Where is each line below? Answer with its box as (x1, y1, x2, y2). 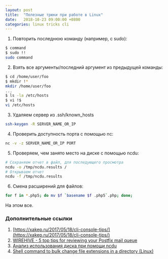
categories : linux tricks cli (5, 21, 70, 27)
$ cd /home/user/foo (5, 74, 49, 79)
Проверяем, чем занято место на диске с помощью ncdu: (12, 150, 139, 156)
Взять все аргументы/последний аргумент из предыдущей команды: (12, 64, 163, 70)
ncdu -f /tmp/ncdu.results (5, 174, 62, 179)
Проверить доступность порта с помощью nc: (12, 131, 114, 137)
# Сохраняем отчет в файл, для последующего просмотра (5, 160, 124, 165)
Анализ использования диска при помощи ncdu (12, 243, 117, 249)
